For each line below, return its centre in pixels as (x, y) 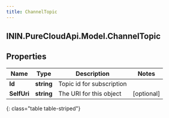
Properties (26, 57)
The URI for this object (90, 93)
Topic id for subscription (93, 84)
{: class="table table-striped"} (43, 108)
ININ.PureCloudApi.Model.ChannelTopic (83, 36)
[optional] (147, 93)
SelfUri (19, 93)
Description (93, 73)
